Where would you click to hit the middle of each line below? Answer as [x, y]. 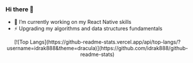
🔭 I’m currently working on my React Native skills [73, 22]
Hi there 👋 [20, 9]
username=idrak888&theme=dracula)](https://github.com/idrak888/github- [97, 48]
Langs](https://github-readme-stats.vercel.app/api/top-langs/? [105, 42]
